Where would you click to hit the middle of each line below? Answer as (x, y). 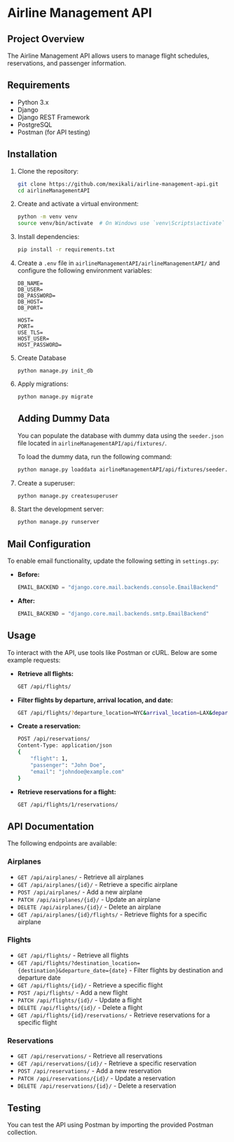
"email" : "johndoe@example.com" (77, 772)
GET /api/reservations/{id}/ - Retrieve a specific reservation (107, 1063)
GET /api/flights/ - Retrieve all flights (73, 955)
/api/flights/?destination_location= (85, 963)
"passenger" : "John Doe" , (68, 765)
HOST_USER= (33, 339)
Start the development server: (61, 509)
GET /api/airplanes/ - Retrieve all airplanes (81, 877)
